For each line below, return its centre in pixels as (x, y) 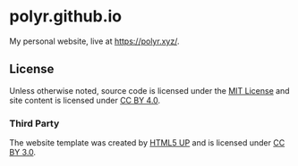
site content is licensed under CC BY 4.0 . (85, 100)
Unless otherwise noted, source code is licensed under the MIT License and (149, 90)
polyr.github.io (66, 17)
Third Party (34, 123)
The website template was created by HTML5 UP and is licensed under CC (147, 143)
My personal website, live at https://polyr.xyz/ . (94, 41)
